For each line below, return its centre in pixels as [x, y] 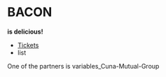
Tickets [28, 45]
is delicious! [25, 31]
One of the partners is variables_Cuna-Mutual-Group [83, 66]
